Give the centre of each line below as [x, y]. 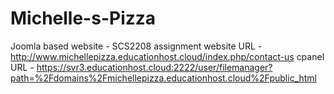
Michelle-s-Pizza [83, 18]
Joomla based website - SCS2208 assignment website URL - [136, 46]
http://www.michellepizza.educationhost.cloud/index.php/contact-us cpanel [167, 56]
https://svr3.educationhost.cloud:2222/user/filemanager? [154, 67]
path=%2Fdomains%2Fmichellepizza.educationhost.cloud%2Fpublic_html [163, 78]
